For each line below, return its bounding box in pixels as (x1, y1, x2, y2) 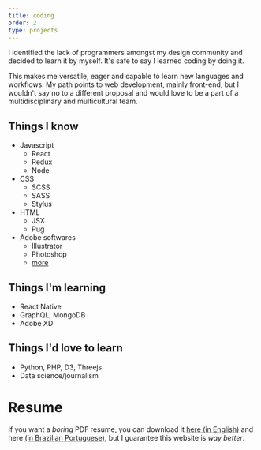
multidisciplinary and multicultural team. (8, 96, 138, 107)
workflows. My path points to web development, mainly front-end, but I (8, 80, 239, 89)
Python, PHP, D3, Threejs (19, 362, 103, 372)
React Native (19, 302, 62, 311)
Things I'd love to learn (8, 341, 124, 355)
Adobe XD (19, 319, 54, 328)
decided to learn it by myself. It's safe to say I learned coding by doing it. (8, 56, 244, 66)
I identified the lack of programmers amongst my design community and (8, 48, 243, 58)
